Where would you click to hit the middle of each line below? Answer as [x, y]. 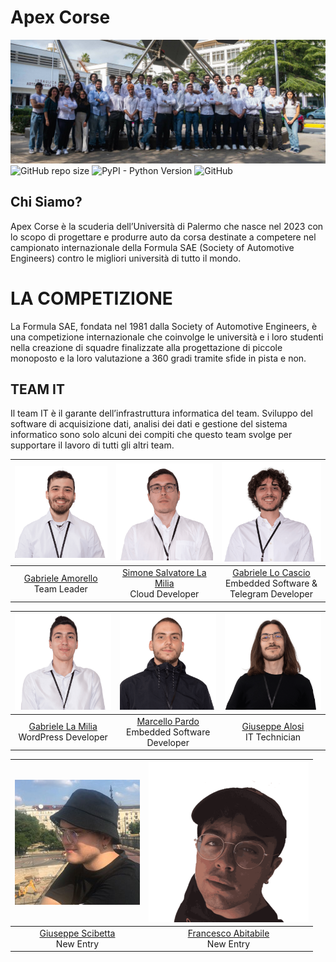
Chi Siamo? [46, 202]
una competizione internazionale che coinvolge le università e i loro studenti [167, 337]
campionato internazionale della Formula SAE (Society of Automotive [152, 247]
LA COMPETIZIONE [91, 298]
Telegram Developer [271, 594]
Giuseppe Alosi [273, 727]
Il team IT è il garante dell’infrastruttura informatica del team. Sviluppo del [161, 413]
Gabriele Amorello [60, 578]
